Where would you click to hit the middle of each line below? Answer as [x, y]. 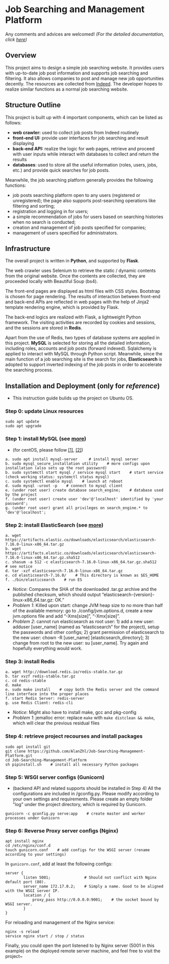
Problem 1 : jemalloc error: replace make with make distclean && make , [84, 718]
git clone [16, 751]
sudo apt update [22, 422]
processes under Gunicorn [32, 818]
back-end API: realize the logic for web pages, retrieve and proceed [83, 148]
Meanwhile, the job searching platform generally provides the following [79, 180]
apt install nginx [24, 841]
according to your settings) [36, 855]
